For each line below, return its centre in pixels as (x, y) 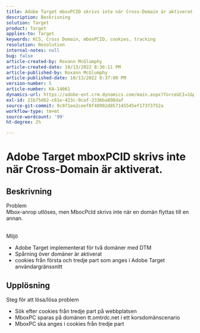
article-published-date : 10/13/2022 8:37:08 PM (66, 78)
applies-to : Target (30, 34)
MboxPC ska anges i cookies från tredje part (69, 323)
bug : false (20, 56)
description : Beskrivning (38, 17)
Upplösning (28, 285)
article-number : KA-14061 (38, 89)
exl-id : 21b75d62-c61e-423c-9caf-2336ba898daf (65, 100)
